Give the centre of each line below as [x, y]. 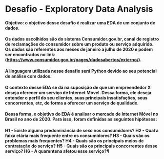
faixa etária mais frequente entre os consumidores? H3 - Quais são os [77, 136]
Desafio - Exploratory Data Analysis [79, 9]
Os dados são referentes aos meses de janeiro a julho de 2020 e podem [79, 49]
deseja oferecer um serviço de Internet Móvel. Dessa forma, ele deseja [78, 92]
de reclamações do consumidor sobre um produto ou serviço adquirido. [79, 44]
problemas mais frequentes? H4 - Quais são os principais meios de [74, 140]
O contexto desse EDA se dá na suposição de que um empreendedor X [78, 87]
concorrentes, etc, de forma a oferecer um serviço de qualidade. [72, 103]
